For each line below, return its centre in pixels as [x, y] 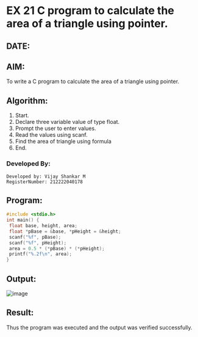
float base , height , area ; [43, 226]
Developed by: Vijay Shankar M [46, 176]
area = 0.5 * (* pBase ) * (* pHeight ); [57, 248]
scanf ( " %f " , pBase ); [35, 237]
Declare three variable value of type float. [67, 122]
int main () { [23, 220]
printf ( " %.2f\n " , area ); [40, 254]
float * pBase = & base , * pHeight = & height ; [65, 231]
